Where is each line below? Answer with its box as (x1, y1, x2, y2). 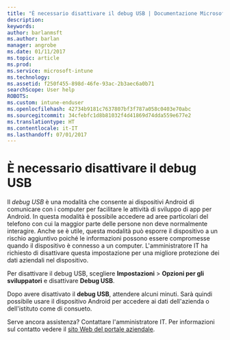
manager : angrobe (7, 42, 57, 49)
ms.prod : (7, 61, 32, 68)
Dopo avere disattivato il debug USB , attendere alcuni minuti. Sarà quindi (7, 290, 213, 298)
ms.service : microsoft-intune (7, 67, 94, 74)
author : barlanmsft (7, 29, 63, 36)
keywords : (7, 23, 36, 29)
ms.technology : (7, 73, 51, 81)
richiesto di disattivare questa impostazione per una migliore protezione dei (7, 249, 220, 257)
